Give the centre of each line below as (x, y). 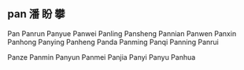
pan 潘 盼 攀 (36, 14)
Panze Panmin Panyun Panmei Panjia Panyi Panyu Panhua (102, 57)
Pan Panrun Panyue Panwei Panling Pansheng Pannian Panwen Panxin (122, 33)
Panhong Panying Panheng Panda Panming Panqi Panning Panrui (113, 42)
